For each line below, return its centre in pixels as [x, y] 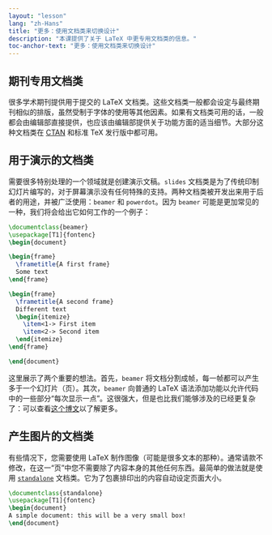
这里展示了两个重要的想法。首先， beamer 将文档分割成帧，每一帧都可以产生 [134, 378]
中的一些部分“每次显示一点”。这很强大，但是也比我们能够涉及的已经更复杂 [132, 398]
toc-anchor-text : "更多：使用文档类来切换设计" [82, 46]
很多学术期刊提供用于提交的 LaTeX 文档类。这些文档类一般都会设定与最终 [130, 101]
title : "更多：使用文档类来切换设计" [64, 31]
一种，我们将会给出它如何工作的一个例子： [79, 212]
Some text [32, 272]
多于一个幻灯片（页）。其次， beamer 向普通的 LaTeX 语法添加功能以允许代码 [134, 388]
